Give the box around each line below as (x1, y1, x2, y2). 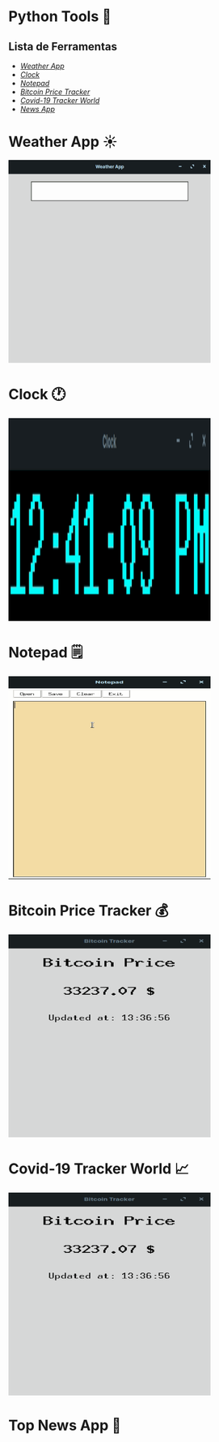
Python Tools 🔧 (8, 7, 112, 26)
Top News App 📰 (8, 1416, 121, 1435)
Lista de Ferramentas (8, 40, 117, 54)
